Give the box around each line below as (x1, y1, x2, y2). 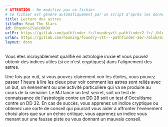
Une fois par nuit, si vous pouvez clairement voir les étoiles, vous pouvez (5, 73, 155, 80)
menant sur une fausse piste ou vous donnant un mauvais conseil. (5, 116, 141, 122)
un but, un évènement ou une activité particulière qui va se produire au (5, 84, 151, 90)
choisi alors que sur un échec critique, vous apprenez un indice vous (5, 111, 147, 117)
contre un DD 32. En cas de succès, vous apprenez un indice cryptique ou (5, 100, 158, 106)
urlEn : (5, 35, 19, 40)
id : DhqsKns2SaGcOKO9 (5, 26, 50, 31)
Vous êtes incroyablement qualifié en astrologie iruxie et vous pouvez (5, 53, 148, 59)
